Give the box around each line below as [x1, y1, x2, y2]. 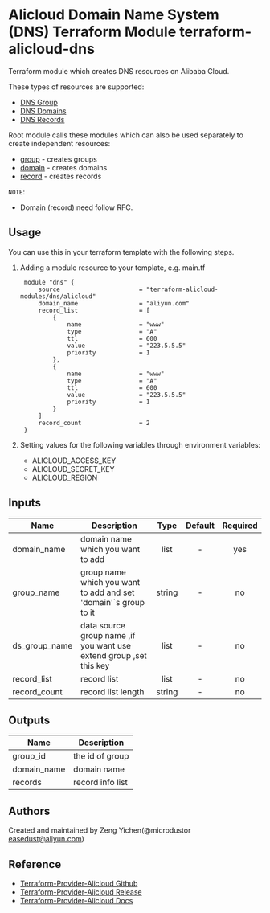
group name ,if [80, 629, 136, 641]
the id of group [73, 751, 129, 762]
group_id [12, 751, 46, 762]
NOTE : [8, 186, 26, 196]
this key [80, 660, 110, 671]
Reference [8, 858, 62, 871]
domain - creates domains [19, 162, 108, 172]
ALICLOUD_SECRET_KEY [31, 464, 115, 473]
